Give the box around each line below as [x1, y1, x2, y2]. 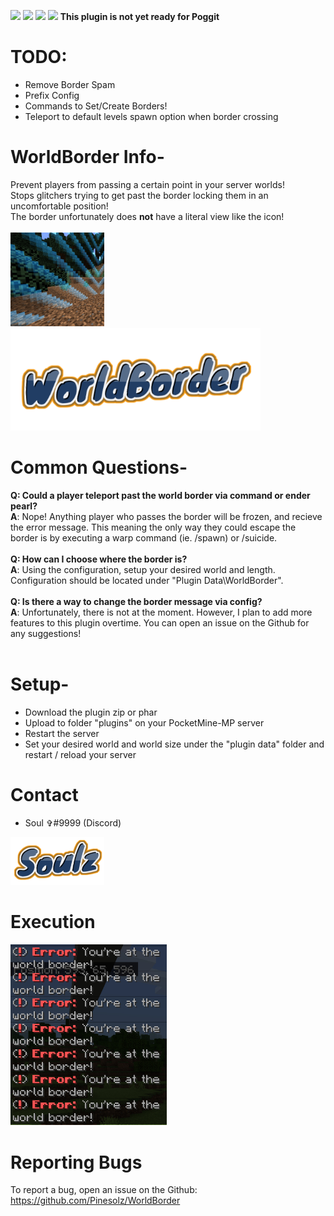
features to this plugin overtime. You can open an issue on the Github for [10, 616, 310, 629]
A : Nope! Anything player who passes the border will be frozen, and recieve [10, 510, 323, 522]
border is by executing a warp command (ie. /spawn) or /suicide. [10, 531, 278, 544]
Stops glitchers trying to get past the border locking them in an [10, 189, 269, 201]
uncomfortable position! [10, 200, 109, 212]
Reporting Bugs [10, 1151, 143, 1174]
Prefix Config [24, 89, 80, 101]
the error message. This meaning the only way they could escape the [10, 521, 297, 533]
